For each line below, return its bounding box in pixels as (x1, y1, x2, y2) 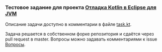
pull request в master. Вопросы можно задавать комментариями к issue (5, 36, 158, 42)
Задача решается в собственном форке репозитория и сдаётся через (5, 31, 154, 37)
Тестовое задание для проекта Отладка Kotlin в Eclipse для (5, 4, 157, 11)
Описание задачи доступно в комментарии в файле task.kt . (5, 21, 132, 27)
